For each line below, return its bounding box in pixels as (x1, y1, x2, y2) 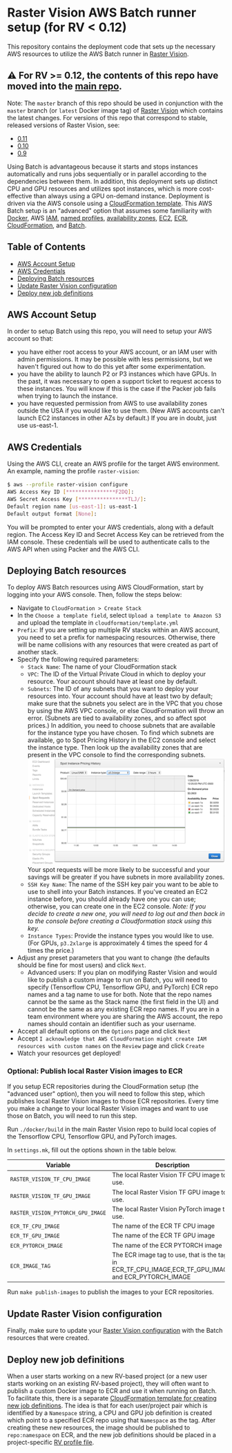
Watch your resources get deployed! (17, 1049, 122, 1058)
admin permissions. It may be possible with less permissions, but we (17, 355, 213, 363)
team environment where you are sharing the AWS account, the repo (27, 1012, 223, 1020)
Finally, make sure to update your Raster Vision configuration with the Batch (7, 1327, 223, 1335)
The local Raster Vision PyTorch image (111, 1204, 222, 1213)
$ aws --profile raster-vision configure (7, 482, 128, 488)
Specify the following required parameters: (17, 655, 139, 664)
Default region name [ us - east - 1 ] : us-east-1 (7, 503, 137, 510)
